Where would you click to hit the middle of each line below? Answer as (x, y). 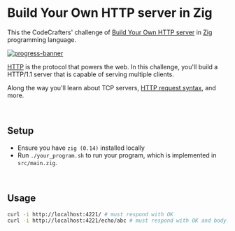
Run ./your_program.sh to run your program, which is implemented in (117, 155)
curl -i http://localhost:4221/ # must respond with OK (90, 214)
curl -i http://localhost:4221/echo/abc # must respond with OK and (109, 221)
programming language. (42, 39)
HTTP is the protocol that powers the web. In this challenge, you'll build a (113, 66)
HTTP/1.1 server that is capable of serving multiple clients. (91, 74)
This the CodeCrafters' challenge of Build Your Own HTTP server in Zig (110, 32)
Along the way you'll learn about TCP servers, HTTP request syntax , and (112, 87)
